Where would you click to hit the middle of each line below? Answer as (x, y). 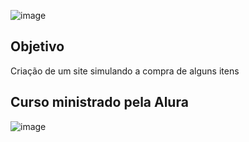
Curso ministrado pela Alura (99, 102)
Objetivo (37, 46)
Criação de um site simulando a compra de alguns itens (125, 71)
